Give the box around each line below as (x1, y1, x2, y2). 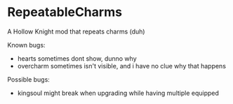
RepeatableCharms (7, 4, 123, 20)
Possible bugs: (7, 75, 51, 84)
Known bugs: (7, 40, 46, 49)
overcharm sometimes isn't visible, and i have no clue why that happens (17, 61, 227, 70)
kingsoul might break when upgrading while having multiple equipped (17, 89, 220, 97)
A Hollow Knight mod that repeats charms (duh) (7, 27, 145, 36)
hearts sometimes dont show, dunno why (17, 54, 137, 63)
